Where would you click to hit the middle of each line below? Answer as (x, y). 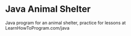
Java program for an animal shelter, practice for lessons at (65, 23)
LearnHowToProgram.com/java (37, 28)
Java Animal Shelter (48, 9)
